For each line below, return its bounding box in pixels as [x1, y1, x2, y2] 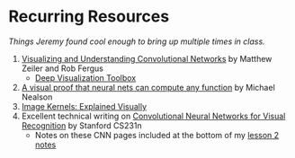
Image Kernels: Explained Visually [21, 101, 147, 111]
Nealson [21, 92, 53, 102]
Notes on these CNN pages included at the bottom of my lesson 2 [34, 129, 280, 140]
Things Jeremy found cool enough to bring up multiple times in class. [8, 36, 266, 47]
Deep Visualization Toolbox [34, 72, 137, 83]
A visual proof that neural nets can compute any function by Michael [21, 82, 275, 92]
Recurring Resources [8, 6, 170, 27]
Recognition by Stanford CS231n [21, 119, 142, 131]
